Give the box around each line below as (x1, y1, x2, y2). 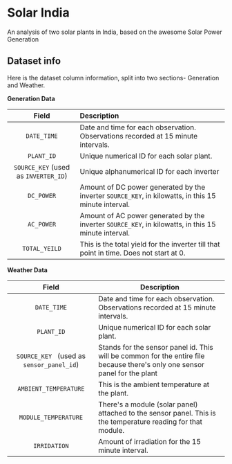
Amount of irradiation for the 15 (97, 436, 202, 446)
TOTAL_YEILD (22, 244, 62, 252)
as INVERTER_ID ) (16, 171, 68, 181)
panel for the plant (97, 368, 157, 378)
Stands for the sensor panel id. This (97, 342, 214, 352)
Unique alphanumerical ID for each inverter (79, 166, 220, 176)
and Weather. (7, 81, 46, 89)
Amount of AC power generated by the (79, 211, 205, 220)
